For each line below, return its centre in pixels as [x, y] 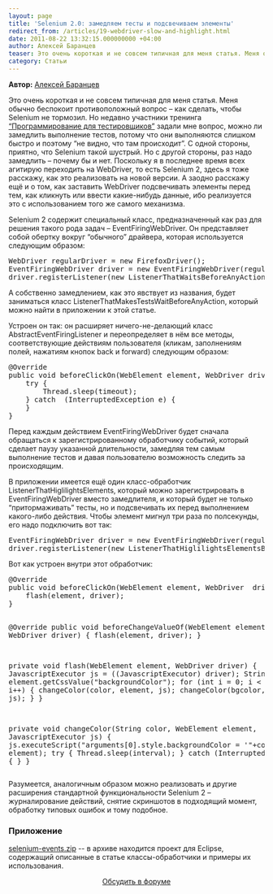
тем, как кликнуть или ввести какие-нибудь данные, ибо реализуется [130, 195]
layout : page [30, 16]
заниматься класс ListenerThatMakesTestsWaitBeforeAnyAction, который [133, 301]
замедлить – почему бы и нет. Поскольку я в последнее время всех [127, 160]
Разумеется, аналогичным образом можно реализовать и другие [123, 783]
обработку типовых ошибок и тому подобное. [88, 809]
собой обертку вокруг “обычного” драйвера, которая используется [126, 237]
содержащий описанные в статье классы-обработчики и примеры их [130, 857]
